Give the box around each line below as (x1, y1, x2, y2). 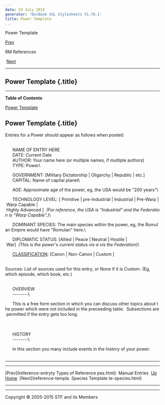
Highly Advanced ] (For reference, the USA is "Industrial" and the (6, 207, 140, 212)
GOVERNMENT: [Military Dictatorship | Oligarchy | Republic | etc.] (12, 172, 145, 178)
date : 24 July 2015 (5, 7, 45, 12)
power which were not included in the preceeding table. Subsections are (11, 306, 160, 312)
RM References (5, 49, 36, 55)
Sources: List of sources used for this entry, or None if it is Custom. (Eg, (5, 266, 151, 271)
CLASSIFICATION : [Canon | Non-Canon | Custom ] (12, 251, 114, 257)
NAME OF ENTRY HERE (12, 147, 60, 153)
